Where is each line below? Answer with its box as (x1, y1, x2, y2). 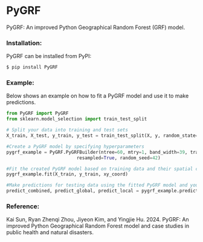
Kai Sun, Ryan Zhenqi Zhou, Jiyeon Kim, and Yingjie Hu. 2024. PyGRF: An (6, 216, 189, 223)
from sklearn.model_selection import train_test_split (6, 116, 147, 122)
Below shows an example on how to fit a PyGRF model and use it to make (6, 92, 189, 100)
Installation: (6, 39, 42, 47)
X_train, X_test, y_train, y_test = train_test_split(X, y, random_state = (6, 132, 199, 139)
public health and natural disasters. (6, 229, 94, 236)
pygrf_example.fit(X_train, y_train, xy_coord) (6, 171, 129, 177)
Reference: (6, 202, 40, 211)
